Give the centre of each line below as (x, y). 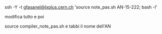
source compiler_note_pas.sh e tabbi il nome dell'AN (58, 26)
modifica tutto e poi (24, 17)
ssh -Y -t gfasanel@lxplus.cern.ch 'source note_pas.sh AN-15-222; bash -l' (81, 7)
